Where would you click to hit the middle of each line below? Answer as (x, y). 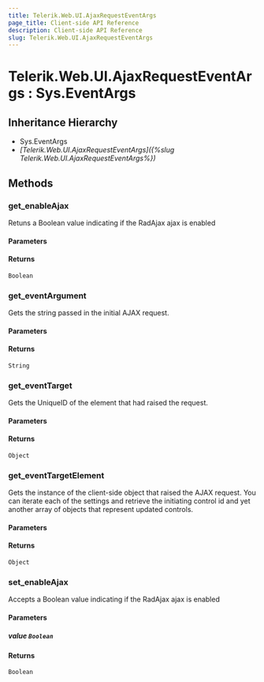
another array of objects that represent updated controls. (101, 510)
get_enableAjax (39, 205)
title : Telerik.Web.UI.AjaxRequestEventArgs (82, 15)
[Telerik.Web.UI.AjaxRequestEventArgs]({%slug (97, 150)
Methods (31, 183)
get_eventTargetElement (56, 475)
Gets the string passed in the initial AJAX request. (89, 313)
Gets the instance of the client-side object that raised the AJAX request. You (132, 493)
